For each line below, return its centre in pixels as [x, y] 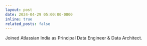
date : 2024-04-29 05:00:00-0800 [39, 14]
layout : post [19, 10]
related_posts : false [28, 24]
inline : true [19, 19]
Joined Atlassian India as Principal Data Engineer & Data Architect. [74, 38]
